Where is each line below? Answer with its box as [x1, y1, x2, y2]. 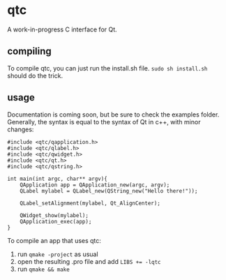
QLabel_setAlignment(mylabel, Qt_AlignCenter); [20, 200, 160, 207]
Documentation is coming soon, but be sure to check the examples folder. [7, 110, 220, 119]
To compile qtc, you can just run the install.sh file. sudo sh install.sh [7, 64, 208, 72]
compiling [7, 45, 52, 57]
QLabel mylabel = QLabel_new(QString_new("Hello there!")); [20, 187, 198, 194]
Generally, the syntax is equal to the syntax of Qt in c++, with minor [7, 117, 201, 126]
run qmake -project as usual [17, 250, 99, 258]
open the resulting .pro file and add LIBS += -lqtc [17, 257, 162, 265]
